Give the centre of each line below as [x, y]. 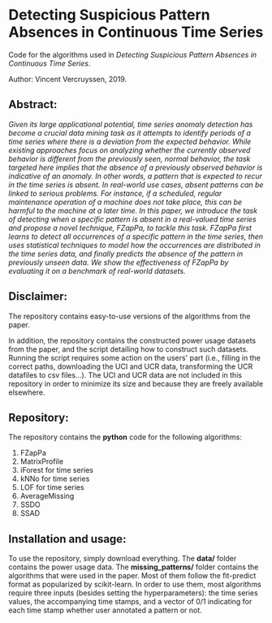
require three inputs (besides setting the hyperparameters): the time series [133, 593]
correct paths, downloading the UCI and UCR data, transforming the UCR [131, 366]
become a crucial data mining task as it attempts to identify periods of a [130, 132]
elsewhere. [27, 392]
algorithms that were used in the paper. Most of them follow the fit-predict [132, 576]
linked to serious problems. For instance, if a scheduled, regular [115, 193]
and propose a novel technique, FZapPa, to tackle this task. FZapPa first [130, 227]
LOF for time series [52, 487]
